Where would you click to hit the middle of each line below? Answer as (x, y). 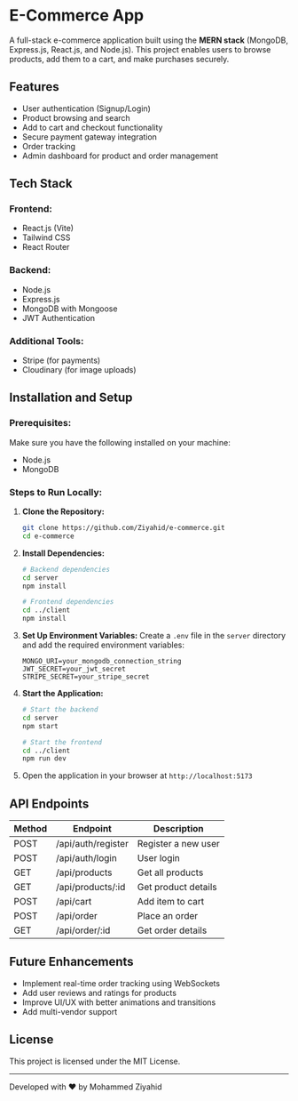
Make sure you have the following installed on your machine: (120, 442)
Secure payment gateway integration (90, 137)
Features (34, 87)
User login (158, 858)
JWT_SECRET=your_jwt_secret (74, 669)
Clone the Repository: (63, 511)
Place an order (168, 916)
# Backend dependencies (66, 569)
